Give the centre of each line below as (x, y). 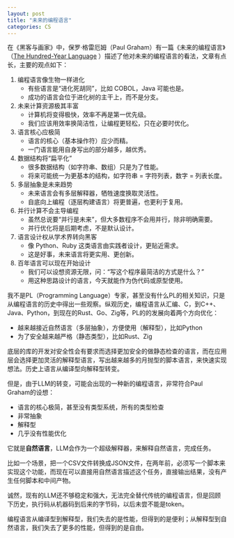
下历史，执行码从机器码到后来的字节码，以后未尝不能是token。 (97, 504)
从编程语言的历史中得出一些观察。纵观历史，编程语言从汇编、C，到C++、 (113, 304)
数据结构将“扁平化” (45, 159)
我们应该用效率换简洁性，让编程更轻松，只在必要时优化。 (110, 124)
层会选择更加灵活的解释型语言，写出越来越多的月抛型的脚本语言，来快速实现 (117, 360)
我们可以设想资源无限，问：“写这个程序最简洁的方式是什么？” (116, 272)
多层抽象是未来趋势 (45, 184)
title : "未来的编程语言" (39, 20)
